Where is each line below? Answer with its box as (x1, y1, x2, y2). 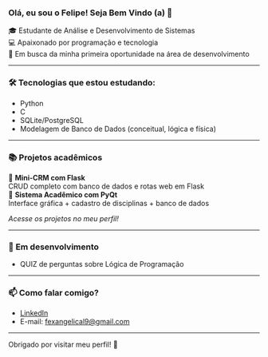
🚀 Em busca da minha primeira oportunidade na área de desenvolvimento (8, 50, 250, 59)
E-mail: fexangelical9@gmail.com (19, 317, 130, 327)
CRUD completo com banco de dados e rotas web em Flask (8, 181, 205, 191)
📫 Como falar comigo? (8, 288, 100, 299)
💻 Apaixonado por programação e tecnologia (8, 38, 159, 47)
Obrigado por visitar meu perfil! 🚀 (8, 339, 118, 350)
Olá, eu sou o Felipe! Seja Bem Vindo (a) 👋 (8, 7, 173, 18)
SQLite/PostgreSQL (19, 115, 84, 125)
